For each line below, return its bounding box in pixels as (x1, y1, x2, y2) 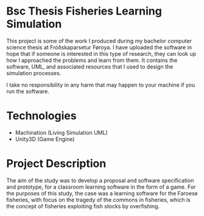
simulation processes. (6, 69, 62, 76)
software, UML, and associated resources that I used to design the (6, 62, 174, 70)
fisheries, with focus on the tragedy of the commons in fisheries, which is (6, 196, 191, 203)
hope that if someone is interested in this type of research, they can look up (6, 50, 197, 57)
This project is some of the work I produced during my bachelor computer (6, 37, 192, 44)
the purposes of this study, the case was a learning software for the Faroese (6, 189, 198, 197)
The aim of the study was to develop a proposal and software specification (6, 177, 194, 184)
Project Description (6, 157, 107, 170)
